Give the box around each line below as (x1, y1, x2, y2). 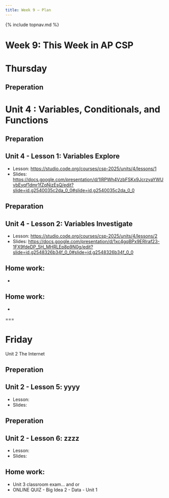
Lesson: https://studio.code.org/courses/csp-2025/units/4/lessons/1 (12, 165, 157, 172)
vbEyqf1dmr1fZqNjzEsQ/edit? (12, 182, 74, 188)
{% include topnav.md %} (5, 21, 60, 28)
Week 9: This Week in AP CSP (5, 39, 134, 51)
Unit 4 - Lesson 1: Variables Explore (5, 152, 120, 161)
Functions (5, 114, 48, 126)
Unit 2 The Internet (5, 350, 45, 357)
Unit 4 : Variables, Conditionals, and (5, 103, 160, 115)
